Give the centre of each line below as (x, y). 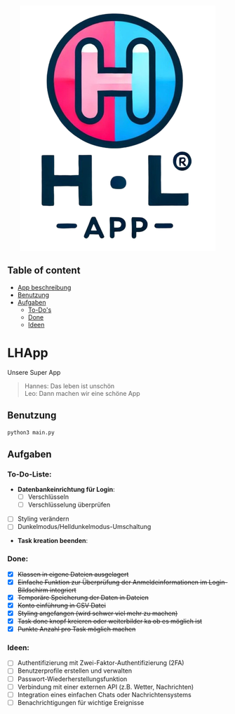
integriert (63, 590)
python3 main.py (31, 432)
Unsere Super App (34, 372)
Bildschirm (33, 590)
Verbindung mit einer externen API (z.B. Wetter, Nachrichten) (106, 687)
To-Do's (40, 310)
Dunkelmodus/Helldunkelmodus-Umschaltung (84, 527)
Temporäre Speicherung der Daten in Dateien (83, 597)
